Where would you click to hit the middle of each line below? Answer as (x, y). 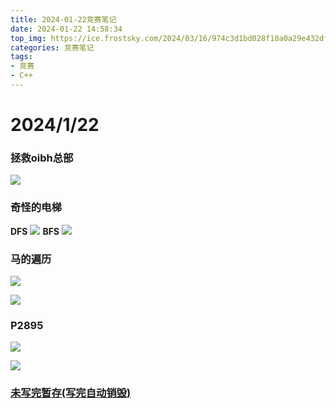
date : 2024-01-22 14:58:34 (66, 29)
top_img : (28, 38)
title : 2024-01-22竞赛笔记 (63, 19)
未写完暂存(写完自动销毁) (71, 393)
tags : (21, 57)
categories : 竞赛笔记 (52, 47)
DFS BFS (35, 231)
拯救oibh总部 (42, 158)
